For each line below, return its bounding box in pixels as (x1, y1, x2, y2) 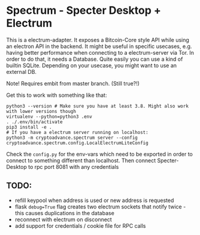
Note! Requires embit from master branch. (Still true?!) (6, 79, 140, 87)
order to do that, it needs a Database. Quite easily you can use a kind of (6, 55, 183, 63)
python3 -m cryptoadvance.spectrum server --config (6, 135, 138, 141)
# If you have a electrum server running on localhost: (6, 129, 149, 135)
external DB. (6, 68, 37, 75)
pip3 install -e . (6, 124, 52, 130)
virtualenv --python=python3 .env (6, 114, 93, 120)
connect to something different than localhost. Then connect (6, 157, 156, 164)
